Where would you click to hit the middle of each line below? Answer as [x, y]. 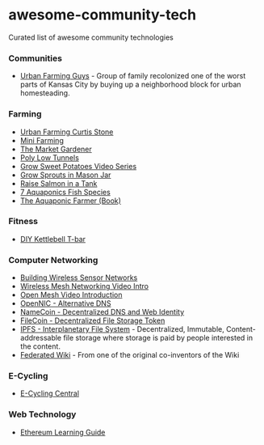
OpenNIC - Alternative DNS [65, 303]
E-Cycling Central [49, 393]
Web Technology [42, 414]
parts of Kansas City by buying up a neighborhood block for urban [130, 85]
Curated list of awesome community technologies [91, 37]
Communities [36, 58]
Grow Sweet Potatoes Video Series [78, 166]
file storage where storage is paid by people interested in [158, 338]
